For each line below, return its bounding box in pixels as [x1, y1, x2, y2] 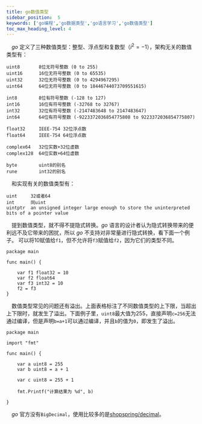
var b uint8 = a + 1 [17, 366, 69, 372]
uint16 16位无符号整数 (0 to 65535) [6, 70, 107, 76]
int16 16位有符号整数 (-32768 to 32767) [6, 101, 120, 108]
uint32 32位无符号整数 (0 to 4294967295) [6, 77, 120, 83]
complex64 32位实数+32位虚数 [6, 144, 80, 150]
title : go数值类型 [6, 8, 49, 15]
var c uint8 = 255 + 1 [17, 377, 74, 383]
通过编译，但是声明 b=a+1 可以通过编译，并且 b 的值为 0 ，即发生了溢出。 [6, 317, 179, 324]
